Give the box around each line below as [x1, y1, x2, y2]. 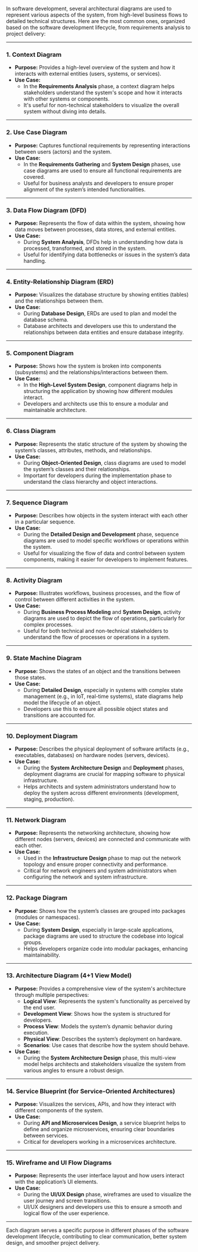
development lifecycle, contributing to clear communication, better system [6, 1233, 187, 1240]
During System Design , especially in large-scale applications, [23, 926, 174, 933]
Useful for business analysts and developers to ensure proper [23, 179, 174, 186]
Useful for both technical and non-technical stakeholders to [23, 627, 169, 635]
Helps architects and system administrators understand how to [23, 783, 176, 790]
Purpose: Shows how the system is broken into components [14, 362, 162, 369]
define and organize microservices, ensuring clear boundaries [23, 1126, 175, 1133]
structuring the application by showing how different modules [23, 388, 173, 395]
